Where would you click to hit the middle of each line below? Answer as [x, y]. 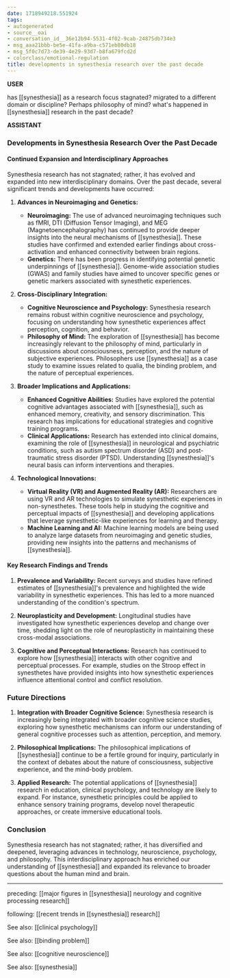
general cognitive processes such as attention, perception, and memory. [119, 734]
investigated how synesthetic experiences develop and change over [113, 623]
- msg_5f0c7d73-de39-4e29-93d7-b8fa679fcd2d [72, 52]
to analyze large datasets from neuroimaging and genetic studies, [120, 535]
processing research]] [38, 901]
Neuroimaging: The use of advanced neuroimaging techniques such [124, 215]
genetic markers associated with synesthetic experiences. [109, 281]
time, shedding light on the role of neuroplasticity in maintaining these [115, 630]
